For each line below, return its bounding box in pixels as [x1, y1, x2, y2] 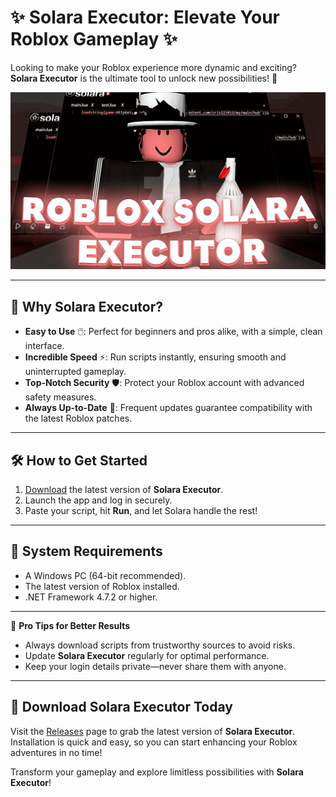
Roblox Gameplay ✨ [10, 28, 178, 51]
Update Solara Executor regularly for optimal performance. [24, 649, 270, 661]
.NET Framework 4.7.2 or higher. [24, 591, 158, 603]
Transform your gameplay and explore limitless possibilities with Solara [10, 766, 304, 778]
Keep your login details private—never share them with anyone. [24, 660, 287, 672]
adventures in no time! [10, 746, 103, 758]
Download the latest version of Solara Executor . [24, 484, 224, 496]
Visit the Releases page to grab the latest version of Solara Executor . [10, 725, 296, 737]
